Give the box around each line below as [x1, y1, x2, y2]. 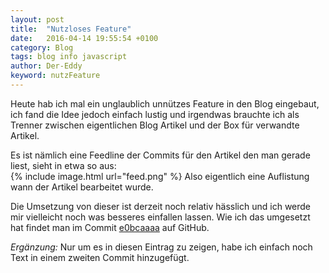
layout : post [10, 14, 65, 25]
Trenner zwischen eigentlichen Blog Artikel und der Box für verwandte [10, 119, 300, 131]
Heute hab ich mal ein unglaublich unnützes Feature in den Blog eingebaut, [10, 97, 320, 110]
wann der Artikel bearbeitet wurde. [10, 181, 154, 193]
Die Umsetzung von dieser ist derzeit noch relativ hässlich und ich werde [10, 200, 312, 212]
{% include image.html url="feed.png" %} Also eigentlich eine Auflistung [10, 170, 310, 182]
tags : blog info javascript [10, 52, 128, 62]
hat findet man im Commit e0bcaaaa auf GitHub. [10, 221, 210, 233]
